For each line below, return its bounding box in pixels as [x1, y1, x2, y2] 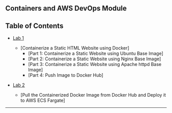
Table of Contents [5, 21, 64, 30]
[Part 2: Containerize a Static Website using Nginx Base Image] [28, 56, 161, 62]
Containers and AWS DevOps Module [5, 4, 127, 13]
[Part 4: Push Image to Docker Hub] [28, 72, 103, 78]
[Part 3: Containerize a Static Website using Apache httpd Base [28, 61, 162, 67]
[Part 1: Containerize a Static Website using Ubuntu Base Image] [28, 51, 164, 57]
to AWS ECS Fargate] [20, 97, 66, 104]
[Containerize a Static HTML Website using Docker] [20, 45, 130, 51]
